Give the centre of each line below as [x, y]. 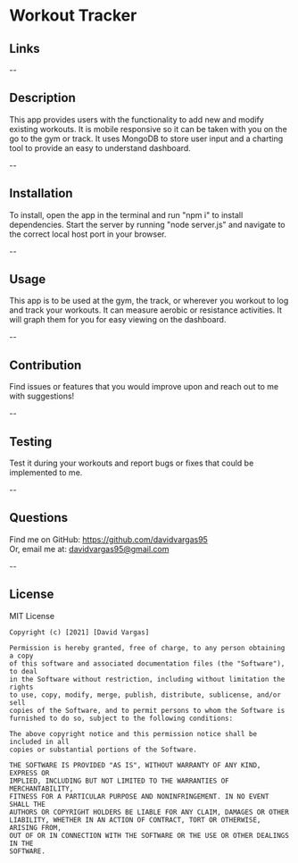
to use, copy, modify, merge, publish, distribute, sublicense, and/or [145, 695]
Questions [39, 518]
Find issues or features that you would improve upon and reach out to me [144, 387]
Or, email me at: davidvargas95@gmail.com [89, 549]
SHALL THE [28, 804]
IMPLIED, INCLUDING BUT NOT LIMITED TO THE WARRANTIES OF [119, 781]
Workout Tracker [73, 16]
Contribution [46, 365]
